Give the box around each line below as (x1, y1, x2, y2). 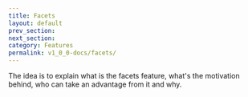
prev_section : (8, 26, 56, 34)
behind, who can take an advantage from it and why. (8, 79, 182, 89)
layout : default (8, 19, 63, 27)
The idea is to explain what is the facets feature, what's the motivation (8, 71, 240, 80)
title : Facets (8, 11, 56, 20)
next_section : (8, 34, 56, 42)
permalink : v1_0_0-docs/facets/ (8, 49, 116, 57)
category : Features (8, 42, 74, 50)
